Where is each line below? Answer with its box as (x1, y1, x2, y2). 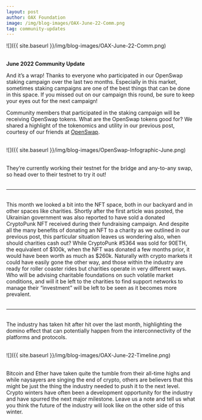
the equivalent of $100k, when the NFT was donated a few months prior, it (6, 246, 190, 253)
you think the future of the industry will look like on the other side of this (6, 402, 185, 409)
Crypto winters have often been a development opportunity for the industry (6, 389, 193, 396)
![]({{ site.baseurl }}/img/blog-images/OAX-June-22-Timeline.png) (6, 352, 171, 359)
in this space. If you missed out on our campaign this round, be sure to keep (6, 91, 195, 98)
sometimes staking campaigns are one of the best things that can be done (6, 85, 191, 92)
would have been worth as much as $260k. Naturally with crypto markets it (6, 252, 192, 260)
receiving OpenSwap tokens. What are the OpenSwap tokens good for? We (6, 116, 192, 123)
